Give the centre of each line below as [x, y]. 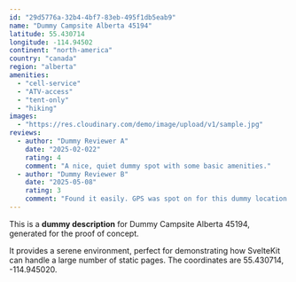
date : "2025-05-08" [61, 183]
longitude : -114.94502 [51, 42]
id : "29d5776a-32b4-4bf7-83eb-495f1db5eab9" [93, 17]
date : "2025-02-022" [63, 149]
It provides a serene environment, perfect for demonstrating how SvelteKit [145, 250]
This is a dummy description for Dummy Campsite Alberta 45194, [130, 223]
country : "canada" [43, 59]
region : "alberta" [43, 67]
